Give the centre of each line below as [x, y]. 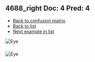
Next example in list [33, 31]
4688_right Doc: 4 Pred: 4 [48, 8]
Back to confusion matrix [39, 20]
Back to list [24, 26]
